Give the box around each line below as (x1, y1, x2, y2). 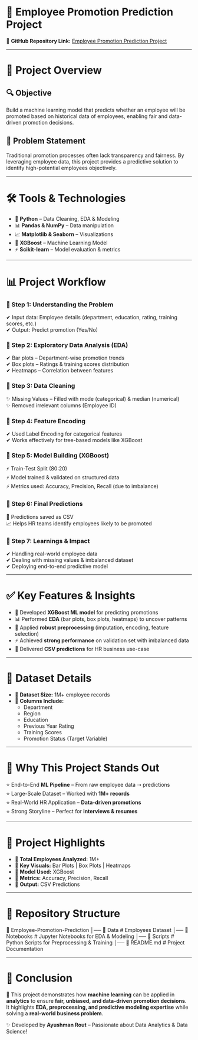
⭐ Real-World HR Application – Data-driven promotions (6, 799, 141, 806)
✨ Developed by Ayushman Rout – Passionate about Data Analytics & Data (6, 1021, 188, 1028)
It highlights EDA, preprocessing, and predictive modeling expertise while (6, 1003, 189, 1010)
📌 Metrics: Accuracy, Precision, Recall (14, 874, 108, 881)
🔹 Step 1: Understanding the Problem (6, 300, 114, 309)
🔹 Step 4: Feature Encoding (6, 417, 86, 425)
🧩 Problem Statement (6, 136, 86, 146)
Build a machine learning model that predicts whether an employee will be (6, 106, 186, 113)
